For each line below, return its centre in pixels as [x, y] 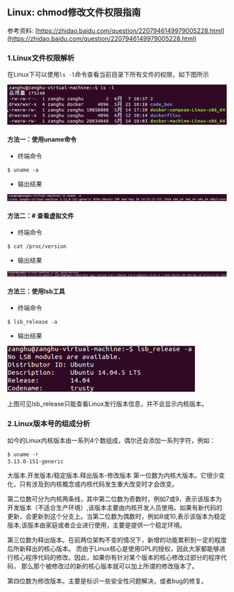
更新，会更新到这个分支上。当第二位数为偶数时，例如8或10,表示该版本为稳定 [117, 516]
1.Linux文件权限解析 [41, 58]
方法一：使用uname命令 [42, 139]
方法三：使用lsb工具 [36, 291]
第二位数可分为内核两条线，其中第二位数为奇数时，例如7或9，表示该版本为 [115, 498]
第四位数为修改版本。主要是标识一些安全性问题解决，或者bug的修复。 [107, 581]
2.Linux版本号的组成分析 [49, 424]
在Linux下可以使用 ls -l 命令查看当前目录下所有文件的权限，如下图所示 [108, 75]
